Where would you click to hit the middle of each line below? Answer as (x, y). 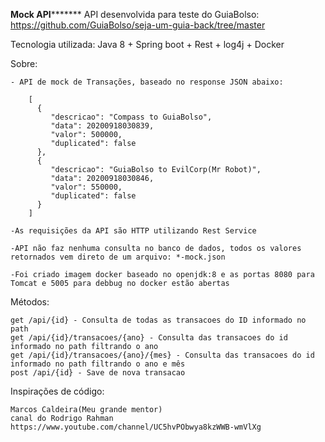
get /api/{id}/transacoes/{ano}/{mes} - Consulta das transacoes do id (162, 355)
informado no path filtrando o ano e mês (98, 364)
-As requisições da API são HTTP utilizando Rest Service (133, 231)
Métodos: (30, 302)
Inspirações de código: (57, 391)
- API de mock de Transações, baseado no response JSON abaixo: (147, 82)
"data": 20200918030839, (102, 126)
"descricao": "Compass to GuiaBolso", (131, 117)
